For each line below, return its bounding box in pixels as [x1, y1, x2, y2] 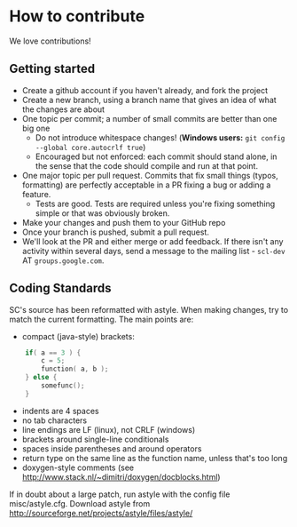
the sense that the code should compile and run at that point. [35, 160, 259, 171]
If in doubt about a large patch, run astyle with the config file [9, 489, 231, 499]
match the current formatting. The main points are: [9, 314, 194, 324]
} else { [25, 373, 58, 382]
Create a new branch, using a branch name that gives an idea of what [21, 94, 277, 105]
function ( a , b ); [41, 364, 109, 374]
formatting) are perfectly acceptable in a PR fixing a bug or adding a [21, 180, 271, 190]
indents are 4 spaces [21, 405, 99, 416]
